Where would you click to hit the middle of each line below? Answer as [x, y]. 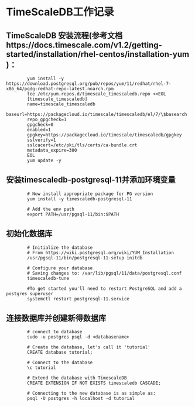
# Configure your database [60, 268]
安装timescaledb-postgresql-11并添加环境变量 [91, 180]
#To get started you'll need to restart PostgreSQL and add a [105, 288]
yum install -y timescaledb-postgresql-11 [80, 199]
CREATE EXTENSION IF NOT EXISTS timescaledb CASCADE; [94, 383]
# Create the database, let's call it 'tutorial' [89, 347]
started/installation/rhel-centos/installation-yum [97, 54]
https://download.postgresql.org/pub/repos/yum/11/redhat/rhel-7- [89, 84]
